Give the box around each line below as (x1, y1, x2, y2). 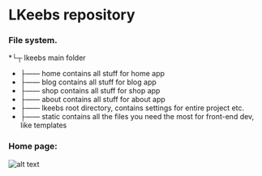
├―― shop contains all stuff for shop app (19, 86, 161, 96)
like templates (19, 120, 67, 131)
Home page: (8, 140, 58, 152)
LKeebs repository (8, 6, 135, 24)
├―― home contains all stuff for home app (19, 69, 165, 79)
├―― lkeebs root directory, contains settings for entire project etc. (19, 103, 245, 113)
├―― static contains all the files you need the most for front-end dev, (19, 112, 255, 122)
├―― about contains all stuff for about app (19, 95, 166, 105)
